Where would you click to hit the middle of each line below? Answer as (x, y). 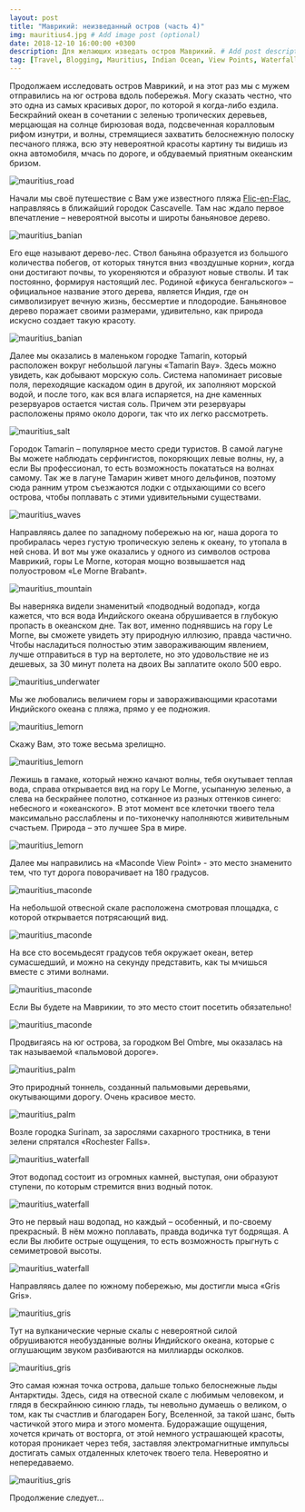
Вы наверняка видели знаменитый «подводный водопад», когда (135, 606)
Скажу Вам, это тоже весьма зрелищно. (88, 744)
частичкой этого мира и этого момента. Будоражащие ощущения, (138, 1424)
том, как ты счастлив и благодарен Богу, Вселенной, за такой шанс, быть (152, 1414)
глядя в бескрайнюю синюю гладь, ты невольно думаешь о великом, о (148, 1404)
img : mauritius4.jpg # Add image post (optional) (105, 35)
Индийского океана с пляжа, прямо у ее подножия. (110, 709)
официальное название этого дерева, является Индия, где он (129, 291)
